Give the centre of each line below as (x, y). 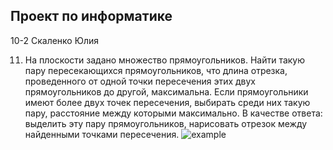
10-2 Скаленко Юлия (54, 40)
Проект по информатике (91, 16)
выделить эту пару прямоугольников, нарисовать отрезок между (166, 123)
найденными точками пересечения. (102, 134)
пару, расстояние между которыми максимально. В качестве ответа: (173, 113)
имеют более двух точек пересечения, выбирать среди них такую (167, 102)
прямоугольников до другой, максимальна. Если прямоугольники (166, 91)
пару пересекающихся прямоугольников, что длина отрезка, (156, 70)
